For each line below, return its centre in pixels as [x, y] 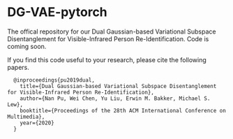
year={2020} [37, 123]
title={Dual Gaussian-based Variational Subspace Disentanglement [118, 86]
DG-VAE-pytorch [58, 12]
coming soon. [27, 46]
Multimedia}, [26, 117]
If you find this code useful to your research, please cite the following [107, 59]
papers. [18, 67]
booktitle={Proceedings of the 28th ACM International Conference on [123, 110]
